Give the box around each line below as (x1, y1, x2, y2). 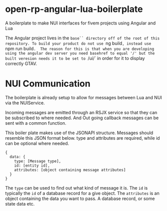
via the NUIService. (5, 100, 45, 106)
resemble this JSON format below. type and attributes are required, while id (5, 135, 161, 141)
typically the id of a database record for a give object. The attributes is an (5, 190, 160, 196)
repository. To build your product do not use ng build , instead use (5, 40, 152, 46)
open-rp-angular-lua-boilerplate (5, 3, 143, 15)
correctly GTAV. (5, 60, 37, 66)
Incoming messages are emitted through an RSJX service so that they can (5, 109, 158, 115)
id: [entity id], (14, 163, 50, 168)
